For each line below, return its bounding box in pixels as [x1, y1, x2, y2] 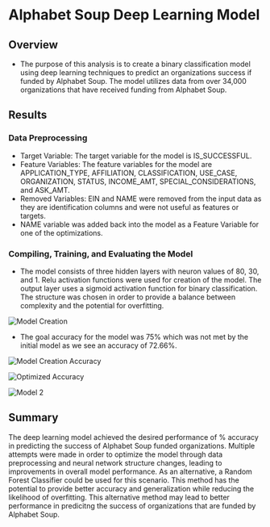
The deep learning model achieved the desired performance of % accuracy [8, 432, 260, 441]
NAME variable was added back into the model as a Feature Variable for [19, 220, 260, 229]
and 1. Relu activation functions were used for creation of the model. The [19, 274, 262, 284]
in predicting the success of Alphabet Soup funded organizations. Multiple [8, 441, 255, 450]
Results [8, 108, 48, 122]
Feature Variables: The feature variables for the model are [19, 159, 212, 169]
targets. [19, 211, 46, 220]
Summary [8, 411, 59, 425]
